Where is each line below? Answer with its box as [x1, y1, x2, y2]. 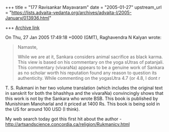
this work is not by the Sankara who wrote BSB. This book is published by [5, 95, 158, 101]
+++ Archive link [5, 25, 40, 31]
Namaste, [17, 44, 38, 50]
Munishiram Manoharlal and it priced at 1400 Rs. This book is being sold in [5, 101, 160, 107]
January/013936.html [5, 15, 49, 21]
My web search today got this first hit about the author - [5, 116, 122, 122]
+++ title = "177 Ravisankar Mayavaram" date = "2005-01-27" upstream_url [5, 5, 162, 10]
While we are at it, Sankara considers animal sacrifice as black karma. [17, 54, 163, 60]
